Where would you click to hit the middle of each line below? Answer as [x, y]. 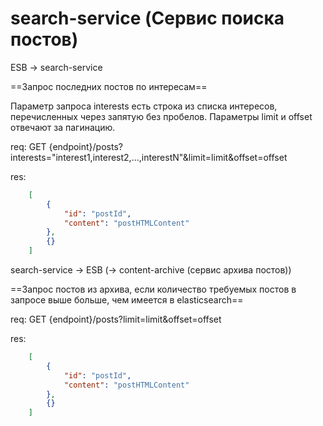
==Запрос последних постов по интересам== [109, 86]
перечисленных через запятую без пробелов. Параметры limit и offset [161, 116]
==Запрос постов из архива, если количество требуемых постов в [153, 289]
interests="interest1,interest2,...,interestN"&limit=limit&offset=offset [149, 157]
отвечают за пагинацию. [63, 127]
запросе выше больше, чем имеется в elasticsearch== [127, 300]
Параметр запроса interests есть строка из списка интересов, [144, 106]
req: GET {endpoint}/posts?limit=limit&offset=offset [116, 319]
